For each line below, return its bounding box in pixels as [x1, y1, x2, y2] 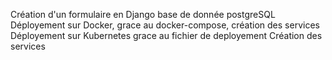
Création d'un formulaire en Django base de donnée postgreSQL [10, 9, 276, 20]
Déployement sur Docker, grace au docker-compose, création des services [10, 19, 320, 31]
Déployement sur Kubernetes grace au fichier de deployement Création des [10, 30, 323, 41]
